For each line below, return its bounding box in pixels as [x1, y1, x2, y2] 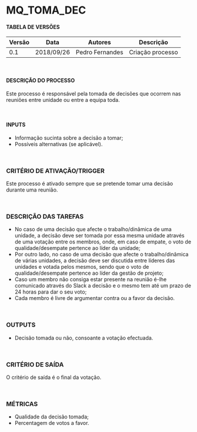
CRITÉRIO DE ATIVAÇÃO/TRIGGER [6, 166, 105, 174]
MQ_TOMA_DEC [6, 4, 86, 17]
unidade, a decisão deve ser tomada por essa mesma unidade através [14, 232, 185, 239]
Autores [88, 38, 112, 47]
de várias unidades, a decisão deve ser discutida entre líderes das [14, 257, 175, 264]
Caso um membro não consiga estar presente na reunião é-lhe [14, 276, 167, 283]
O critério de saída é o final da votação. [6, 374, 102, 381]
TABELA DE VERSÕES [6, 23, 60, 30]
